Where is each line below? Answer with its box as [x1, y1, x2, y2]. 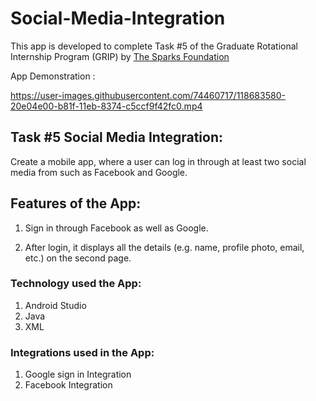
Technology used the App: [10, 277, 142, 291]
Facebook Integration [24, 379, 113, 391]
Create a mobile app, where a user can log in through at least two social [10, 155, 307, 167]
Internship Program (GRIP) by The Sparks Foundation [10, 50, 230, 62]
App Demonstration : [10, 70, 96, 82]
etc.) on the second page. [24, 252, 132, 264]
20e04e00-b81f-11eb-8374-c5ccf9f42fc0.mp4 [10, 100, 203, 112]
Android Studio [24, 299, 87, 311]
